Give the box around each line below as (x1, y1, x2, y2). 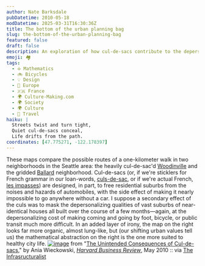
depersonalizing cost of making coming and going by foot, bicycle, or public (6, 214, 198, 221)
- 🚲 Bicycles (12, 71, 48, 77)
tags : (6, 60, 20, 66)
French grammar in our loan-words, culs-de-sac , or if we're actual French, (6, 175, 193, 183)
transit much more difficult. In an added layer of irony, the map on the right (6, 220, 194, 228)
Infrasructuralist (6, 253, 47, 260)
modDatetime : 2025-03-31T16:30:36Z (6, 20, 97, 26)
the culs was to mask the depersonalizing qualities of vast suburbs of (6, 201, 181, 208)
